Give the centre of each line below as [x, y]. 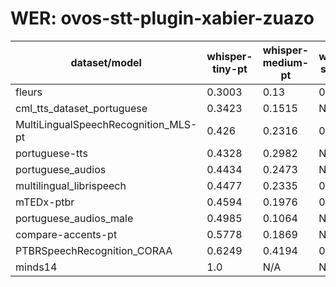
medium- [286, 62]
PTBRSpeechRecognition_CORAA [94, 250]
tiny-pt [230, 69]
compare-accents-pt [66, 234]
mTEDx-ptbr [45, 202]
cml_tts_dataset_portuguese [81, 108]
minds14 [36, 267]
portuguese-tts [51, 153]
